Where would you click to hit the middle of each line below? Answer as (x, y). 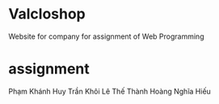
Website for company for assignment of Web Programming (106, 36)
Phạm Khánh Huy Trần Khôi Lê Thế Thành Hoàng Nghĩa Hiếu (110, 91)
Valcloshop (47, 14)
